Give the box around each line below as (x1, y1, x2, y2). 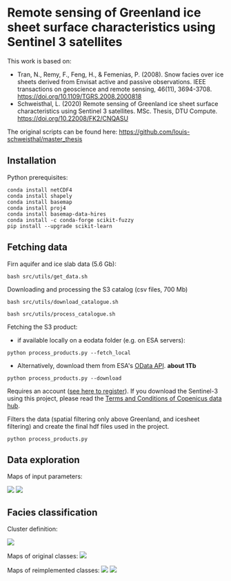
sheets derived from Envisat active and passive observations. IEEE (17, 77, 206, 85)
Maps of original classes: (7, 552, 79, 560)
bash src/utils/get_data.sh (7, 273, 88, 280)
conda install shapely (7, 192, 72, 199)
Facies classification (7, 507, 98, 518)
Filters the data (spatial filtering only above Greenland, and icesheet (7, 415, 200, 423)
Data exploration (7, 453, 81, 466)
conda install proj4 (7, 205, 67, 212)
